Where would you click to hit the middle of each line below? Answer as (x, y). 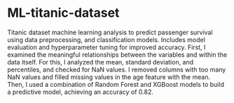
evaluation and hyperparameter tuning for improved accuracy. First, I (106, 47)
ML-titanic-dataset (63, 13)
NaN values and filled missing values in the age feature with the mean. (109, 77)
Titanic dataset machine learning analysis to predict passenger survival (110, 32)
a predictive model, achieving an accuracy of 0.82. (81, 92)
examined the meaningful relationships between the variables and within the (117, 55)
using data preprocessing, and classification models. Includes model (106, 39)
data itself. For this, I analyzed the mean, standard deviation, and (101, 62)
